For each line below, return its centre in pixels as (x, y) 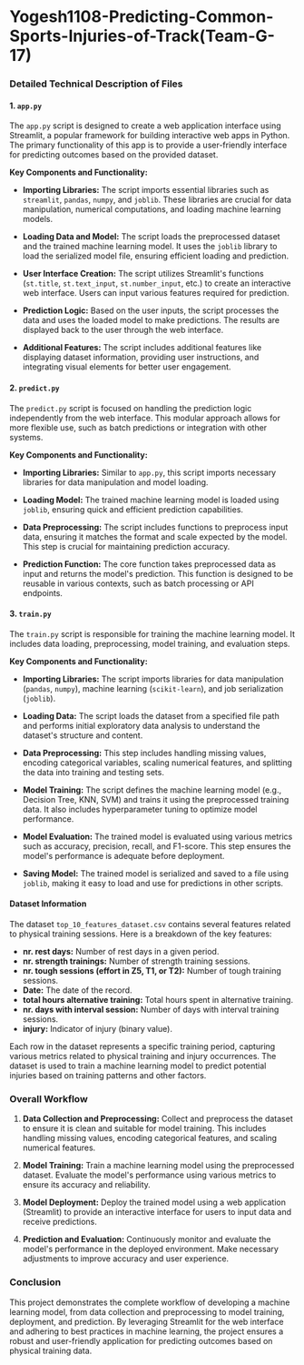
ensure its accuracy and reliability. (87, 1185)
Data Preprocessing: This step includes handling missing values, (144, 753)
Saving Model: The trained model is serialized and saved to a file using (155, 873)
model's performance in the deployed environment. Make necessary (151, 1249)
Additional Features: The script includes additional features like (142, 348)
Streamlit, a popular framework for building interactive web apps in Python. (150, 136)
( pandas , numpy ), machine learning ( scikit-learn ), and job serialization (153, 688)
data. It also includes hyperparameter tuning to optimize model (140, 809)
